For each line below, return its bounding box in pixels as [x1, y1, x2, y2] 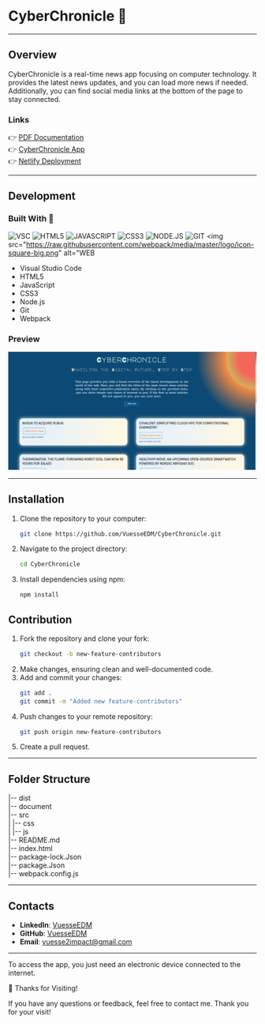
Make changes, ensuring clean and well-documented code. [19, 664, 214, 674]
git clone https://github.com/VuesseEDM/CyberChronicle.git [19, 529, 222, 538]
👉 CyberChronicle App [8, 145, 85, 154]
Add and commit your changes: [19, 672, 122, 682]
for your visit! [8, 1007, 51, 1017]
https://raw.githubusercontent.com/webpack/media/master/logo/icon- [26, 239, 255, 249]
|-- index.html [8, 844, 53, 853]
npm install [19, 591, 59, 599]
